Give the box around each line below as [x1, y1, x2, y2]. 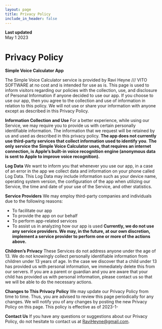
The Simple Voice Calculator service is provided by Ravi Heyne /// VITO [5, 77, 147, 83]
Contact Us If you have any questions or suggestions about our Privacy [5, 313, 147, 319]
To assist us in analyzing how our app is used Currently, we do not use [12, 223, 154, 229]
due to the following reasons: [5, 198, 63, 204]
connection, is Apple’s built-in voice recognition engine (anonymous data [5, 149, 156, 155]
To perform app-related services [12, 218, 77, 224]
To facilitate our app [12, 208, 52, 214]
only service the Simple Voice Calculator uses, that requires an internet [5, 143, 151, 149]
